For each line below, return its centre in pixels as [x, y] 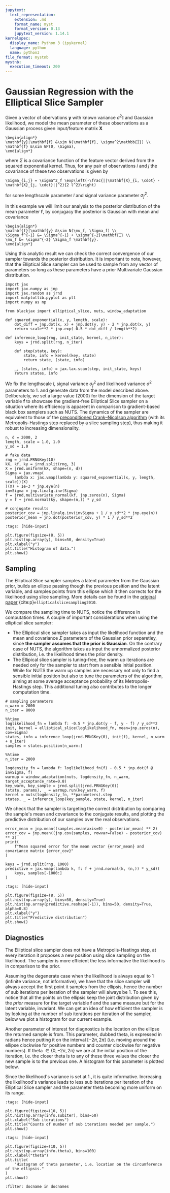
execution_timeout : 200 [35, 67]
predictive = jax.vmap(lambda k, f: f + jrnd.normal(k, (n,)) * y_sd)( [82, 869]
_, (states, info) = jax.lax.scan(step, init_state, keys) [78, 369]
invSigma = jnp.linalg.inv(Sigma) [42, 491]
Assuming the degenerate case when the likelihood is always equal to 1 [79, 976]
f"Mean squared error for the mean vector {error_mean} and [79, 846]
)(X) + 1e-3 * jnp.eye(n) [32, 486]
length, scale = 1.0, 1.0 [32, 442]
